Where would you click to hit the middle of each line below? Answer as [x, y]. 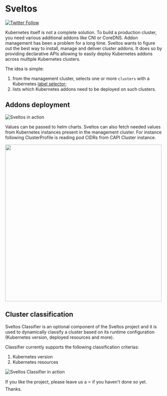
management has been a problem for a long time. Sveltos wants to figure [80, 43]
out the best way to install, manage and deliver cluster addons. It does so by [84, 48]
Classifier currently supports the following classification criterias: [72, 347]
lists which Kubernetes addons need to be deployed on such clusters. [84, 89]
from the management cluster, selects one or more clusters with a [81, 78]
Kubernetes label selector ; [39, 84]
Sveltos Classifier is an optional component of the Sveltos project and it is [81, 326]
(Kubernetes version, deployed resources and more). [59, 337]
